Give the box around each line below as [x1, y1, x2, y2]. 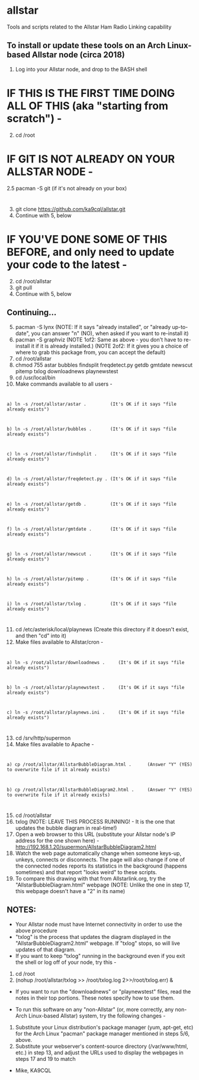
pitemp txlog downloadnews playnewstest [15, 367, 118, 375]
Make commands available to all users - [15, 380, 113, 387]
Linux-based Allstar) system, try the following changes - [28, 1012, 166, 1019]
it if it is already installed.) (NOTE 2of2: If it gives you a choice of [31, 342, 188, 349]
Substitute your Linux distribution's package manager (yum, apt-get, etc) [15, 1023, 194, 1031]
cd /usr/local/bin [15, 374, 56, 381]
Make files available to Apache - [15, 741, 94, 748]
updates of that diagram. [15, 946, 76, 953]
